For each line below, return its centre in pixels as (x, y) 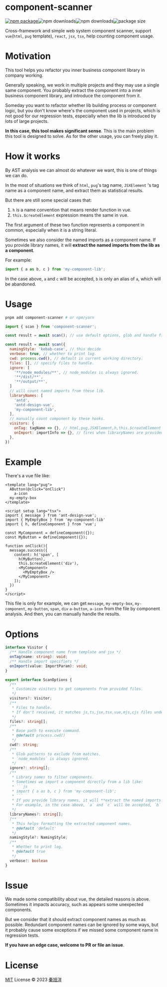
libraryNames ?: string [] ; (37, 814)
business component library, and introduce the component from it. (73, 95)
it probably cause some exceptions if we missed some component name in (82, 930)
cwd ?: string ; (24, 745)
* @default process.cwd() (39, 735)
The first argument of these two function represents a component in (75, 225)
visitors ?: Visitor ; (31, 698)
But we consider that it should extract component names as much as (75, 920)
